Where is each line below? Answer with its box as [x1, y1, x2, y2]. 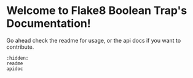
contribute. [6, 43, 34, 51]
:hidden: [6, 55, 29, 61]
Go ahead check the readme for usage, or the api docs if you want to [6, 37, 181, 44]
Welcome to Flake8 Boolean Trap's [6, 4, 187, 18]
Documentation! [6, 16, 91, 30]
